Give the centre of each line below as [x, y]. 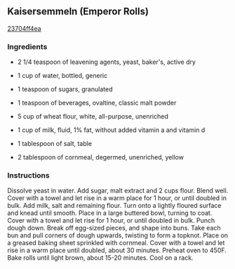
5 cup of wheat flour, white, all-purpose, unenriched [93, 117]
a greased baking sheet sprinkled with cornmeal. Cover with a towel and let [116, 243]
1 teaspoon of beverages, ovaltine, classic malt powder [97, 103]
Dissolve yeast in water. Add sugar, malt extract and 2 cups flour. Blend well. [118, 191]
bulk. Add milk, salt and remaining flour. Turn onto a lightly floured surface [114, 206]
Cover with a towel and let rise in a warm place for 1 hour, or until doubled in [117, 198]
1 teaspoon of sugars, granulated [65, 89]
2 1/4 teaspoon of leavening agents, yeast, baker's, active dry [107, 62]
